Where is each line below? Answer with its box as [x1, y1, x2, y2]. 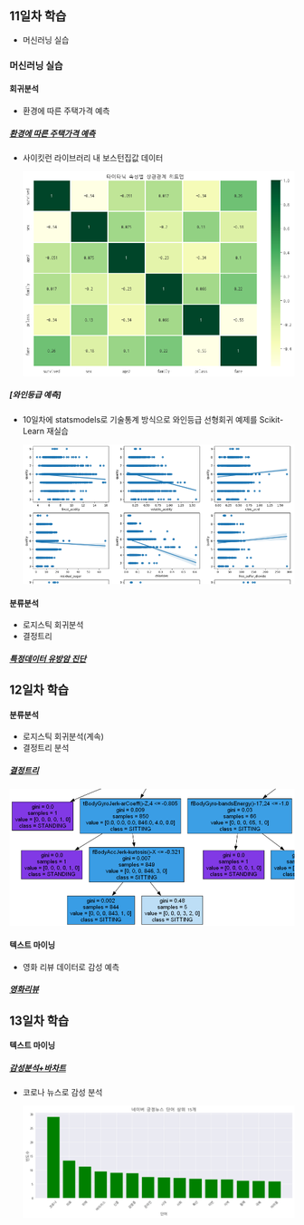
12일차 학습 [9, 683, 70, 698]
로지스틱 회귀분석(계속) [22, 731, 104, 742]
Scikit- [259, 413, 284, 424]
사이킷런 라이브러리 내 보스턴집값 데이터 [22, 152, 164, 163]
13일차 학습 [9, 1013, 70, 1028]
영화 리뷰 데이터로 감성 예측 [22, 961, 120, 972]
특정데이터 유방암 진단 [9, 653, 87, 664]
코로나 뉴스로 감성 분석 [22, 1087, 103, 1098]
